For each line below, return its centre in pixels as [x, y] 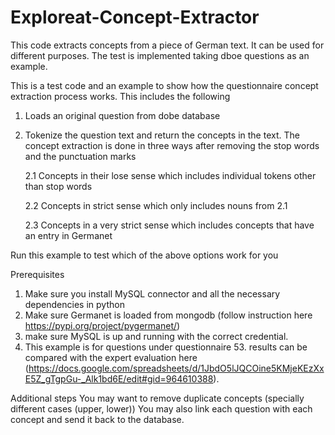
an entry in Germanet [68, 235]
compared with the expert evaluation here [111, 357]
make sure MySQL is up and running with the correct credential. [156, 336]
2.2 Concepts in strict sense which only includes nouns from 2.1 [156, 205]
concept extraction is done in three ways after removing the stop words [172, 145]
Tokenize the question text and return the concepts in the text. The [162, 135]
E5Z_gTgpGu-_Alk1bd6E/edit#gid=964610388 [119, 378]
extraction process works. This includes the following [120, 96]
